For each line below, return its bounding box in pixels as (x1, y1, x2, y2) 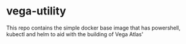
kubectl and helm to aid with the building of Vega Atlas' (6, 30, 144, 37)
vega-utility (6, 4, 66, 18)
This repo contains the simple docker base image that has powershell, (6, 24, 181, 31)
